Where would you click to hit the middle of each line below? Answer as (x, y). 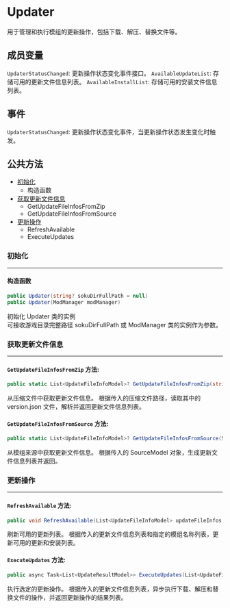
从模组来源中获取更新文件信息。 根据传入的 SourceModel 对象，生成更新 (110, 453)
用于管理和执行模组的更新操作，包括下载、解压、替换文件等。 (94, 31)
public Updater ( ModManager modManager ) (64, 302)
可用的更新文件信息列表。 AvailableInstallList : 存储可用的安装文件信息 (115, 81)
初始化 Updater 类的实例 (41, 316)
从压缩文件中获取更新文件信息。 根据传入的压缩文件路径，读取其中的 (104, 398)
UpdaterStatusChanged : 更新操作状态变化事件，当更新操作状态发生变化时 (108, 131)
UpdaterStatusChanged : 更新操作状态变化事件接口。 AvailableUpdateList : (110, 73)
